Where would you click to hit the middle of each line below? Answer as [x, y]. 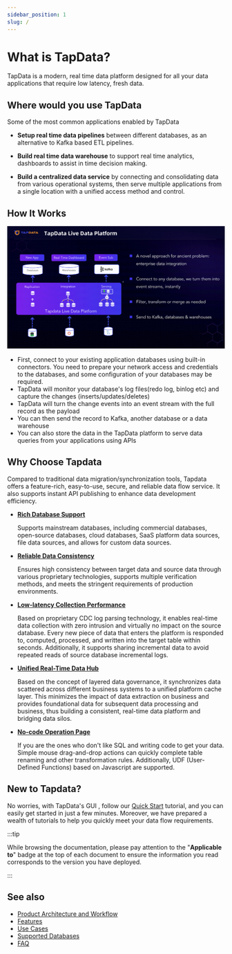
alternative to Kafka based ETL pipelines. [76, 143]
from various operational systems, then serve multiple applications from [119, 184]
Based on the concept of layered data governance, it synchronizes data [119, 681]
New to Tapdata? [44, 789]
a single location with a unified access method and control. [101, 192]
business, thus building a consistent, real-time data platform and [109, 711]
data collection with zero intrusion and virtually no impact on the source [119, 625]
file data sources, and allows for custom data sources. [94, 542]
